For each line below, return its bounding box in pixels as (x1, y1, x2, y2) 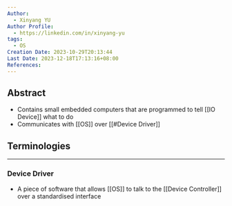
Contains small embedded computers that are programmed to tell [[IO (17, 105, 216, 114)
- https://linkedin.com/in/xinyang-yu (13, 29, 126, 37)
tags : (7, 36, 23, 43)
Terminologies (7, 140, 71, 152)
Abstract (7, 87, 46, 99)
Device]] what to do (17, 113, 74, 121)
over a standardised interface (17, 191, 101, 200)
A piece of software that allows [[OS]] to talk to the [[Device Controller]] (17, 185, 222, 193)
